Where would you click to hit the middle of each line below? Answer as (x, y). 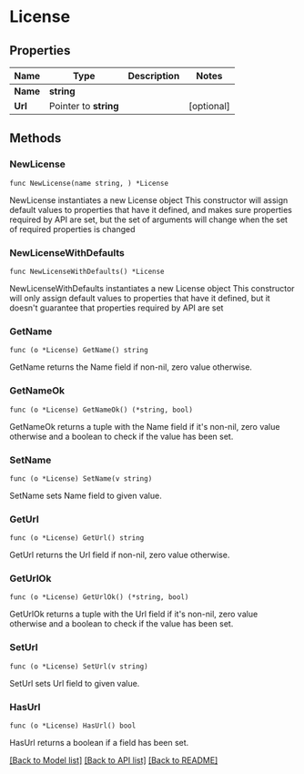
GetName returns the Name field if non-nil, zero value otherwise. (131, 367)
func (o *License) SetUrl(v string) (79, 667)
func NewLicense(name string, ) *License (89, 183)
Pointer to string (84, 106)
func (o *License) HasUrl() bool (73, 726)
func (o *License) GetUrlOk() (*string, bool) (99, 597)
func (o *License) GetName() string (79, 351)
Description (154, 76)
